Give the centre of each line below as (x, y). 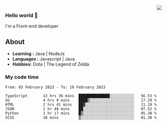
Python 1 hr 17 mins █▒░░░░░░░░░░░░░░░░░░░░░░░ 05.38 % (81, 114)
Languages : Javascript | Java (43, 59)
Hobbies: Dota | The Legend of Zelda (51, 64)
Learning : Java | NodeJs (39, 54)
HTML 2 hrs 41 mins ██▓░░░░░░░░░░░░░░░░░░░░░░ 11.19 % (81, 105)
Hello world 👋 (22, 15)
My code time (22, 77)
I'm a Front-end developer (32, 26)
